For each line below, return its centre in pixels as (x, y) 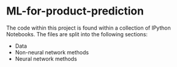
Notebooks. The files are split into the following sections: (77, 34)
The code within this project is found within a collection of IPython (88, 28)
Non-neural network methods (52, 52)
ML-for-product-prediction (75, 11)
